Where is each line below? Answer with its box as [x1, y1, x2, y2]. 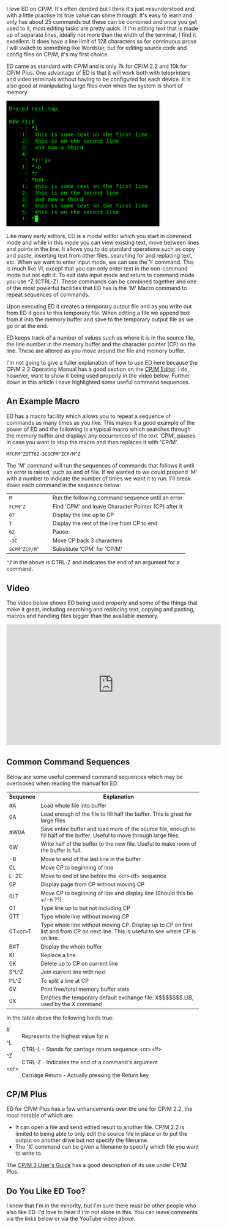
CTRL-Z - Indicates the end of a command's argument [21, 1058, 158, 1065]
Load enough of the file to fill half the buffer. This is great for [40, 810, 193, 818]
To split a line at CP [40, 977, 89, 984]
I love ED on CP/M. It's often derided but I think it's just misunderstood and [6, 6, 195, 12]
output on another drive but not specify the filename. [15, 1136, 149, 1144]
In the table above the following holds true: [6, 1014, 114, 1021]
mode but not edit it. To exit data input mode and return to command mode [6, 271, 195, 278]
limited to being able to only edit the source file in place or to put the [15, 1130, 188, 1138]
